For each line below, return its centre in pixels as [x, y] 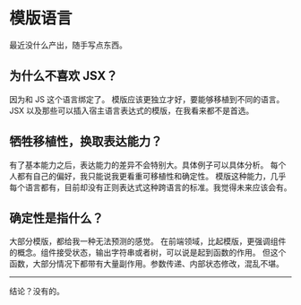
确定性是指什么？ [56, 218]
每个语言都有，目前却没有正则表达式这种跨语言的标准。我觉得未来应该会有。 [150, 187]
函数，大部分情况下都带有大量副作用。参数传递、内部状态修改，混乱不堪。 [146, 264]
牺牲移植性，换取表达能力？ [86, 141]
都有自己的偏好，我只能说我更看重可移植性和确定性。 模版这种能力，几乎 [151, 176]
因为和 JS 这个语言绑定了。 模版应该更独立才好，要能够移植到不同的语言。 [147, 99]
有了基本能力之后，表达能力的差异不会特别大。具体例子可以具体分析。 [139, 165]
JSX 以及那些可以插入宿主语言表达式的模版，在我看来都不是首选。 [132, 110]
